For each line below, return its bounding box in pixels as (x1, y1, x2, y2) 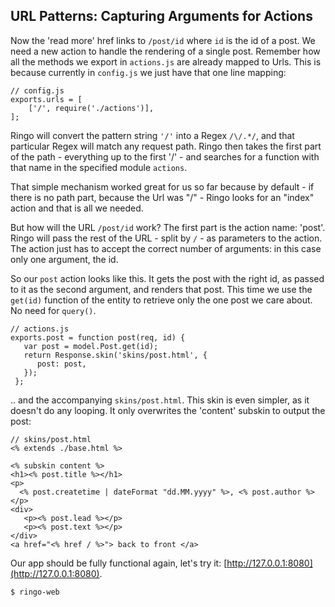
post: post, (36, 359, 87, 369)
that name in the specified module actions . (10, 161, 188, 173)
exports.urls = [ (10, 94, 83, 104)
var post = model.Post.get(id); (23, 341, 159, 351)
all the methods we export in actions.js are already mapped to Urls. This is (10, 55, 322, 68)
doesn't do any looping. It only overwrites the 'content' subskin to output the (10, 404, 326, 416)
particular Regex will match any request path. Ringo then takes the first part (10, 140, 322, 152)
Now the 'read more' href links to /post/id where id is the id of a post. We (10, 34, 316, 46)
